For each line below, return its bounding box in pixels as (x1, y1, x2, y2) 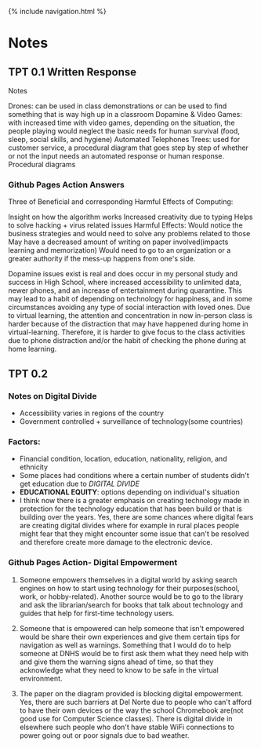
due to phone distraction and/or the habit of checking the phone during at (8, 336, 247, 345)
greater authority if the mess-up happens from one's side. (8, 254, 196, 264)
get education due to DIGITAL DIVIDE (19, 479, 140, 489)
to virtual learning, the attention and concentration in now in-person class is (8, 311, 253, 320)
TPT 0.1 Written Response (8, 65, 137, 78)
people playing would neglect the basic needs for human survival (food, (8, 126, 241, 136)
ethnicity (19, 462, 49, 472)
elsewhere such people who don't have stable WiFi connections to (19, 722, 235, 732)
